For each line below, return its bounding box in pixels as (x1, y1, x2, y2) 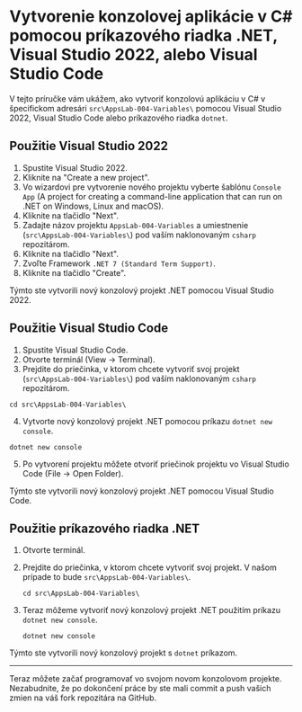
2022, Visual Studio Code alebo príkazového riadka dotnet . (9, 112, 228, 123)
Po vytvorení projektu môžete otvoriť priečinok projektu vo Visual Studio (22, 458, 289, 469)
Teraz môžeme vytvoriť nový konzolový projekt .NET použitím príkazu (22, 605, 281, 616)
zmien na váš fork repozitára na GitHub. (9, 692, 157, 703)
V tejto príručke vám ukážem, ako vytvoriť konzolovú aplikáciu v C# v (9, 93, 266, 104)
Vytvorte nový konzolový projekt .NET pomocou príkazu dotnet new (22, 415, 273, 426)
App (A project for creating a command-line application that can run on (22, 191, 283, 201)
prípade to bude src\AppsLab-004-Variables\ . (22, 572, 191, 583)
